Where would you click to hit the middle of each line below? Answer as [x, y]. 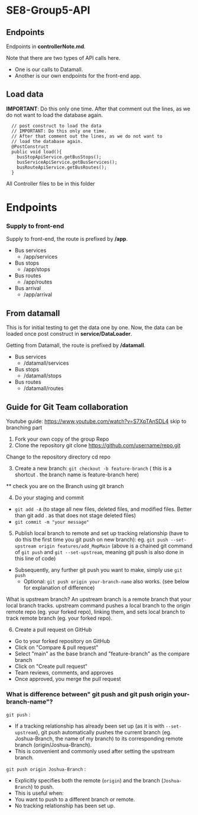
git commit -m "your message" [52, 522]
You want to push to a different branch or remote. [75, 800]
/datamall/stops [43, 376]
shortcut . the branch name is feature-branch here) [77, 475]
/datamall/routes [43, 389]
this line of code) [35, 558]
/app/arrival [38, 295]
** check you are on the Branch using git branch [65, 486]
